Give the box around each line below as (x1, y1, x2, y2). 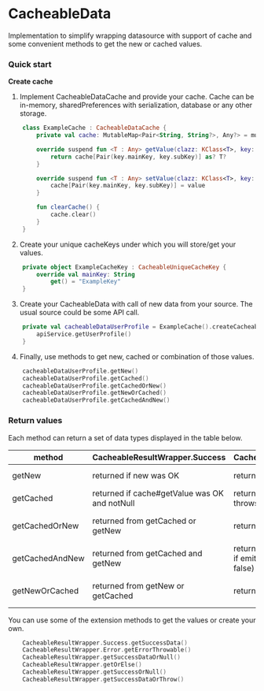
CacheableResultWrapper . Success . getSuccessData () (22, 639, 189, 647)
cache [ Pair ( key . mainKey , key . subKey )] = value (49, 182, 206, 190)
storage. (19, 109, 47, 118)
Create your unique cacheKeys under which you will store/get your (19, 240, 236, 249)
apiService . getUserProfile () (36, 330, 132, 339)
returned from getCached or (92, 515, 196, 526)
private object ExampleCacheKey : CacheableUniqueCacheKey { (22, 263, 226, 271)
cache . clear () (49, 210, 97, 219)
